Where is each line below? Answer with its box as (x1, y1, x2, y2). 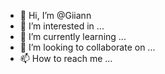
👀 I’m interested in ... (19, 20, 105, 32)
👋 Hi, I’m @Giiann (19, 10, 92, 21)
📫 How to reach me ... (19, 53, 113, 64)
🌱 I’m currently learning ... (19, 31, 127, 42)
